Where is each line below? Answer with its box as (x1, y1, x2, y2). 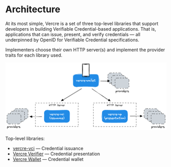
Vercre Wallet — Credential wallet (12, 156, 83, 162)
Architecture (5, 4, 60, 15)
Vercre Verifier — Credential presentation (12, 151, 100, 157)
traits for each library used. (5, 52, 62, 58)
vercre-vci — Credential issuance (12, 146, 83, 152)
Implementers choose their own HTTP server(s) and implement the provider (5, 46, 165, 53)
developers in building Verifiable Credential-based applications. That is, (5, 26, 156, 32)
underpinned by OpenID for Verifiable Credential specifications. (5, 37, 140, 43)
